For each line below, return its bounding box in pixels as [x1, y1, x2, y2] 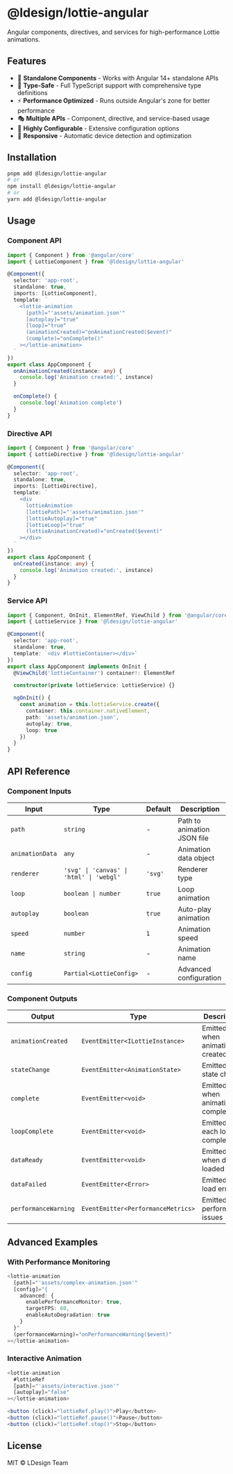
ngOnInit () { [13, 694, 51, 702]
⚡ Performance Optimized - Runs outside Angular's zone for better [17, 96, 210, 105]
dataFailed [10, 1180, 46, 1189]
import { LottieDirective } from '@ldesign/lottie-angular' [7, 451, 185, 458]
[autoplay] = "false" [13, 1389, 70, 1396]
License [7, 1440, 42, 1452]
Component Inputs [7, 786, 71, 796]
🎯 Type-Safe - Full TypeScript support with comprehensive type [17, 81, 202, 90]
